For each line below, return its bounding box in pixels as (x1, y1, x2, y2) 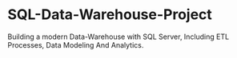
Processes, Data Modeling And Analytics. (7, 40, 144, 49)
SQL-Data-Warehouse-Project (7, 6, 213, 24)
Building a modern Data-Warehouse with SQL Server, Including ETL (7, 32, 230, 41)
